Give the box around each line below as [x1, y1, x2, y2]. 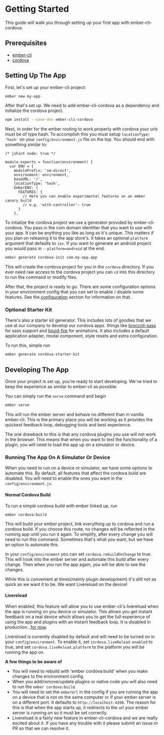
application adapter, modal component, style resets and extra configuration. [5, 333, 158, 339]
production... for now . [5, 624, 47, 630]
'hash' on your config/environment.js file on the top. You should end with [5, 136, 155, 142]
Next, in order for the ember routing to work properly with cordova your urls [5, 126, 158, 132]
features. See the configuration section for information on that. [5, 294, 131, 300]
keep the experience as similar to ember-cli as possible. [5, 384, 118, 390]
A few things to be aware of [5, 659, 62, 665]
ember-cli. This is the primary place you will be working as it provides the [5, 417, 153, 423]
